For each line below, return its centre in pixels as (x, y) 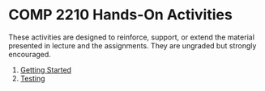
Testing (33, 78)
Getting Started (45, 69)
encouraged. (30, 54)
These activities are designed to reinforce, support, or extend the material (132, 37)
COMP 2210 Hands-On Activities (120, 15)
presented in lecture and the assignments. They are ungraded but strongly (132, 45)
